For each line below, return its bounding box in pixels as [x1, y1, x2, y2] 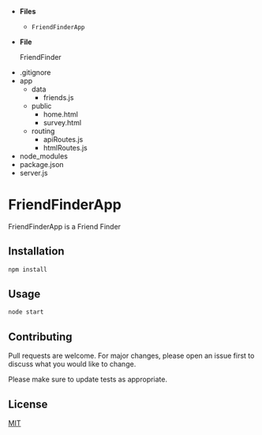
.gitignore [19, 68, 51, 77]
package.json [19, 160, 65, 169]
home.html [43, 110, 79, 119]
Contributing [8, 330, 73, 344]
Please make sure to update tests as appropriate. [8, 374, 168, 385]
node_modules [19, 151, 69, 161]
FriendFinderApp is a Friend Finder [8, 221, 121, 231]
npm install [8, 266, 47, 273]
